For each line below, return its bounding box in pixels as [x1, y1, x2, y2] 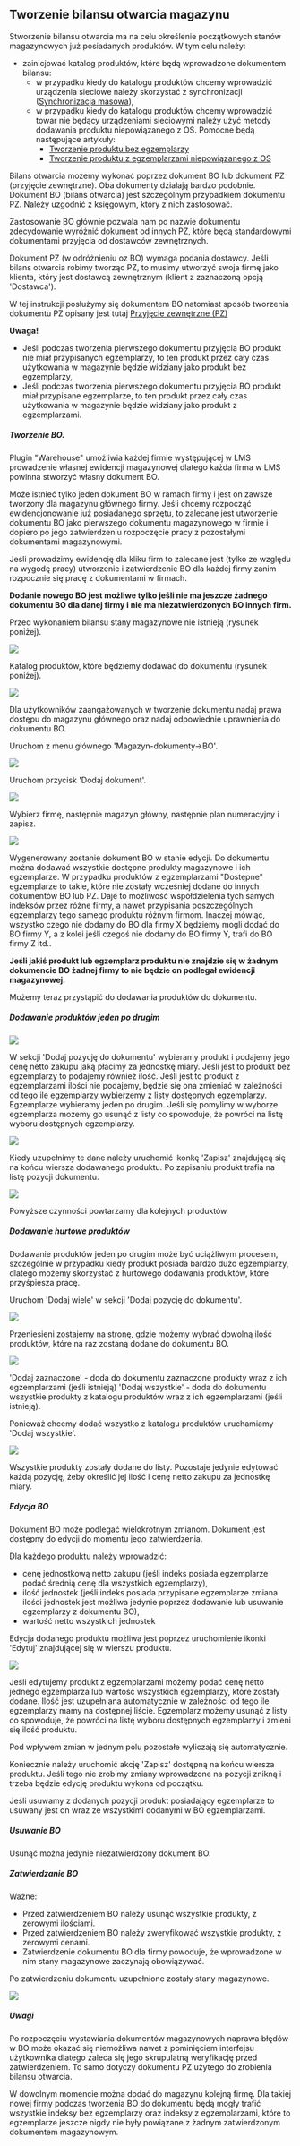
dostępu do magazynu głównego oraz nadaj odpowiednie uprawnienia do [9, 714, 281, 724]
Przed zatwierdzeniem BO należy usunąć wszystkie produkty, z [21, 1908, 257, 1919]
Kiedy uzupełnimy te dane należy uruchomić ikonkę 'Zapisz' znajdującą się [9, 1152, 287, 1163]
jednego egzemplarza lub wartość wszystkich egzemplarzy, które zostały [9, 1686, 280, 1697]
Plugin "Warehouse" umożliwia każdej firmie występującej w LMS [9, 452, 251, 463]
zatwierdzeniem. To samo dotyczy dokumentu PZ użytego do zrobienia [9, 2061, 273, 2072]
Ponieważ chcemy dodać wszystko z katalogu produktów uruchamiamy [9, 1418, 274, 1429]
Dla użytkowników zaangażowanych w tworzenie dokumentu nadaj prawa [9, 704, 282, 714]
